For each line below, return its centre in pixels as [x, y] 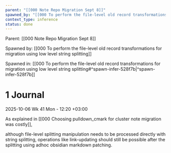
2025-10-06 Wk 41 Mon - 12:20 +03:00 [47, 109]
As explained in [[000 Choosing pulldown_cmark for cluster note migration [83, 119]
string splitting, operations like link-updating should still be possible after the [85, 140]
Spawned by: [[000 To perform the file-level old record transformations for [83, 48]
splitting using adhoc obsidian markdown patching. [59, 145]
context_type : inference [32, 19]
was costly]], [19, 125]
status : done [19, 24]
